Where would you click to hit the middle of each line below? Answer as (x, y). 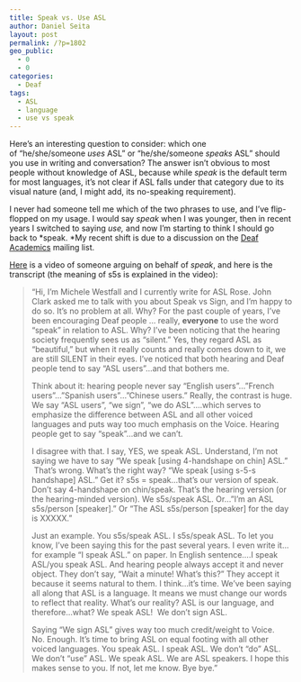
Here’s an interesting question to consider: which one (108, 144)
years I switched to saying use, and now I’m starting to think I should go (142, 228)
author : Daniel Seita (50, 26)
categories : (31, 77)
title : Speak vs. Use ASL (58, 18)
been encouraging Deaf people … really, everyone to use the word (155, 321)
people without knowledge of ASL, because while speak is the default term (148, 173)
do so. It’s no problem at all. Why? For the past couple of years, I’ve (156, 311)
